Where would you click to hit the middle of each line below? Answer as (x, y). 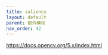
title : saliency (26, 12)
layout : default (26, 17)
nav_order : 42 (24, 28)
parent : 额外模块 (26, 23)
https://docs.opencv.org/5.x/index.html (54, 45)
